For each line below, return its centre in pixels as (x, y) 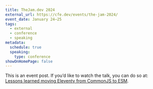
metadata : (16, 43)
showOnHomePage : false (29, 61)
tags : (11, 24)
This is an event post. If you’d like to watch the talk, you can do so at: (77, 75)
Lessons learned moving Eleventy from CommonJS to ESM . (67, 81)
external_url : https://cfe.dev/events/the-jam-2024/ (62, 15)
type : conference (32, 57)
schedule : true (26, 47)
